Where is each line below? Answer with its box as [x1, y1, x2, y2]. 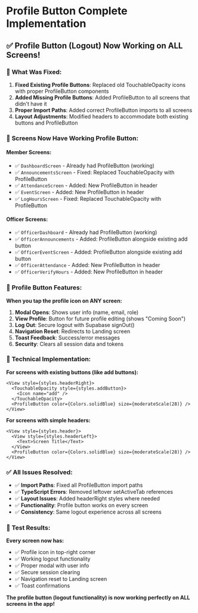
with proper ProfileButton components [14, 88, 109, 95]
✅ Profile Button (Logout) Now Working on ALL [6, 41, 183, 51]
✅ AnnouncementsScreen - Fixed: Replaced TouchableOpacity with [14, 169, 175, 176]
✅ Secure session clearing [14, 569, 81, 576]
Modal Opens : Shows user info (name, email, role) [14, 309, 139, 316]
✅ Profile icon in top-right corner [14, 549, 96, 556]
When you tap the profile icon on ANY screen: [6, 297, 122, 304]
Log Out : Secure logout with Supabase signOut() [14, 321, 135, 328]
